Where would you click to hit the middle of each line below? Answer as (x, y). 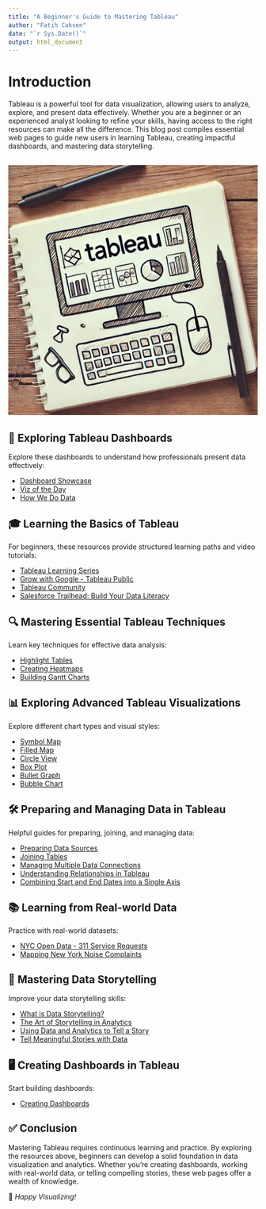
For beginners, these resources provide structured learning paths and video (132, 547)
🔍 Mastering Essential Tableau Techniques (117, 622)
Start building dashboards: (51, 1088)
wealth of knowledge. (44, 1181)
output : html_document (46, 42)
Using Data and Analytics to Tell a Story (84, 1031)
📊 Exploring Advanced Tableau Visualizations (125, 703)
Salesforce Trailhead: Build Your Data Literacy (95, 596)
